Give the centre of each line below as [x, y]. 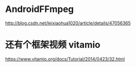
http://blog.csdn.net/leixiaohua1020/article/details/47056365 [68, 23]
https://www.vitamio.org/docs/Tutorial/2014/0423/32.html [65, 59]
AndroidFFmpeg [39, 9]
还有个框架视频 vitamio [53, 45]
